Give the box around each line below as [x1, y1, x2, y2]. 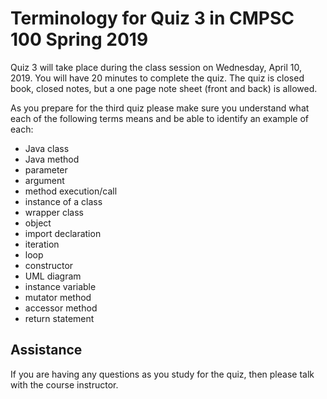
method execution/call [24, 185, 118, 197]
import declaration [24, 227, 102, 239]
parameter [24, 163, 68, 176]
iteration [24, 238, 60, 250]
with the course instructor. [10, 378, 119, 391]
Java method [24, 153, 80, 165]
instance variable [24, 280, 97, 292]
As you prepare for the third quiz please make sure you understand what [10, 102, 310, 114]
